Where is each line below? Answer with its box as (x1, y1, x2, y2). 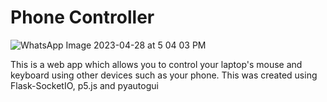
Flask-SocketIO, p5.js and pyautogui (10, 79, 159, 91)
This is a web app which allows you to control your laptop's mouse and (10, 58, 303, 70)
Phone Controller (10, 6, 155, 29)
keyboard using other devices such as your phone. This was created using (10, 69, 318, 81)
